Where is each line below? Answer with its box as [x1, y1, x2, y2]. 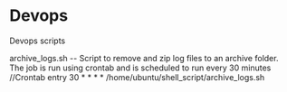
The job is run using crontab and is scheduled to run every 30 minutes [9, 62, 272, 73]
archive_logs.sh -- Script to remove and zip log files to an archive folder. [9, 52, 279, 63]
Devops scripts [9, 35, 66, 46]
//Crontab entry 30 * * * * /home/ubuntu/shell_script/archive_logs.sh [9, 71, 265, 82]
